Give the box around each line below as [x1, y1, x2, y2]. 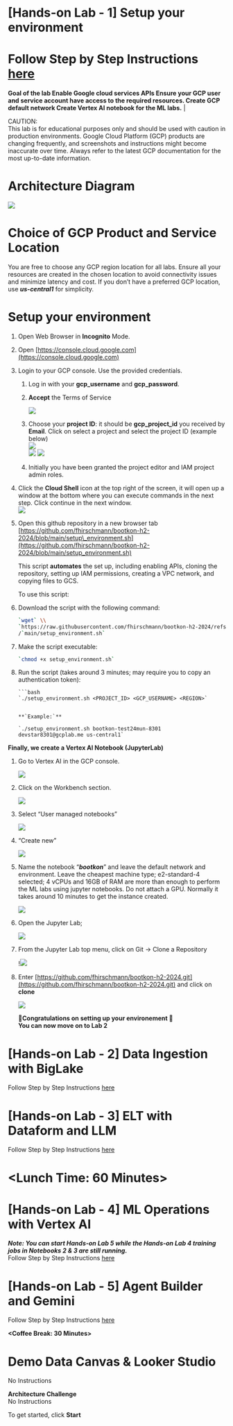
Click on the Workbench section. [17, 784, 112, 792]
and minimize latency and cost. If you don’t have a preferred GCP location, [8, 277, 221, 286]
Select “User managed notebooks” [17, 810, 117, 818]
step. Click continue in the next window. [17, 498, 132, 507]
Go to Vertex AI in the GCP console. [17, 757, 120, 766]
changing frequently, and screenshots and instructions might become [8, 139, 207, 148]
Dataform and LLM [8, 1122, 117, 1138]
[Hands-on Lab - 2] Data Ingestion [8, 1046, 209, 1062]
